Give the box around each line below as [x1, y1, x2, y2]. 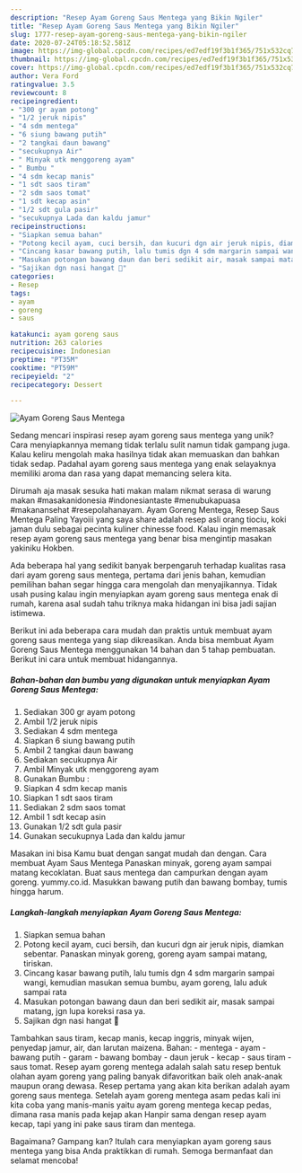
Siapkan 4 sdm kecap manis [22, 783, 128, 794]
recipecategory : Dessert [10, 380, 103, 389]
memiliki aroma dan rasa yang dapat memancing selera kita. [10, 468, 232, 479]
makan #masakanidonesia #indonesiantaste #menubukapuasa [10, 495, 241, 506]
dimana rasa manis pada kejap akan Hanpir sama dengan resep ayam [10, 1109, 267, 1120]
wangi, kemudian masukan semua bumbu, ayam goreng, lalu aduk [22, 977, 268, 988]
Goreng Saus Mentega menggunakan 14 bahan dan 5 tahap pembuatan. [10, 644, 276, 656]
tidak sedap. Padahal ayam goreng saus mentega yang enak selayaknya [10, 459, 277, 470]
